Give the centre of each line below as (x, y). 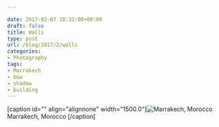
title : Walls (26, 32)
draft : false (26, 26)
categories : (24, 51)
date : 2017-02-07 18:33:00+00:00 (55, 19)
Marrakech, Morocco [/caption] (51, 117)
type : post (23, 38)
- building (23, 90)
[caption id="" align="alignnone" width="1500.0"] (77, 109)
